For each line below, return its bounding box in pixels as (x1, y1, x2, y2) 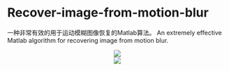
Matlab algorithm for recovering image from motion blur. (7, 36, 169, 44)
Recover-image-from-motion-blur (7, 5, 209, 21)
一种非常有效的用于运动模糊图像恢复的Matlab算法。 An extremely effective (7, 28, 222, 37)
